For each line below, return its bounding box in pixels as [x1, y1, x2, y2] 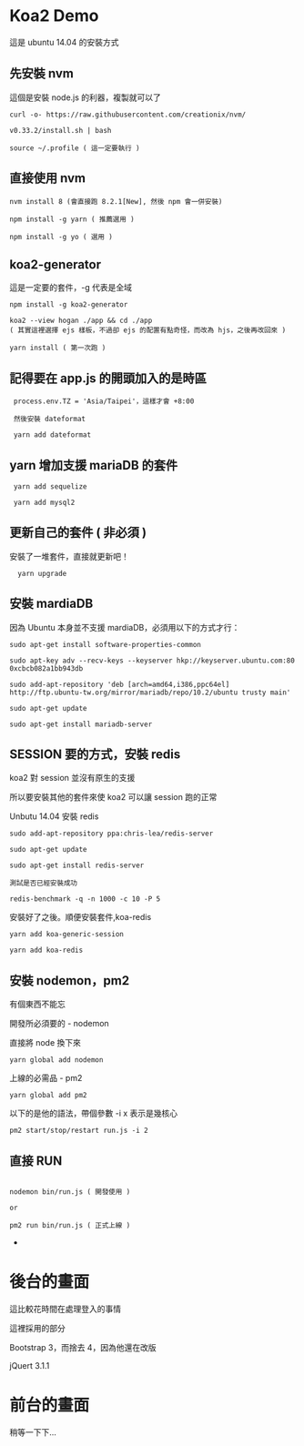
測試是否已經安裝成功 [9, 879, 77, 888]
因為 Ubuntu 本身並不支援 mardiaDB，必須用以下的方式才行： [9, 622, 240, 632]
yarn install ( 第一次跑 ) [9, 343, 106, 353]
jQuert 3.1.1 [9, 1360, 50, 1370]
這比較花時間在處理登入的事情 [9, 1303, 121, 1314]
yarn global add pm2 [9, 1091, 88, 1100]
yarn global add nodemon [9, 1056, 104, 1065]
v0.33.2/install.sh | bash [9, 126, 112, 135]
